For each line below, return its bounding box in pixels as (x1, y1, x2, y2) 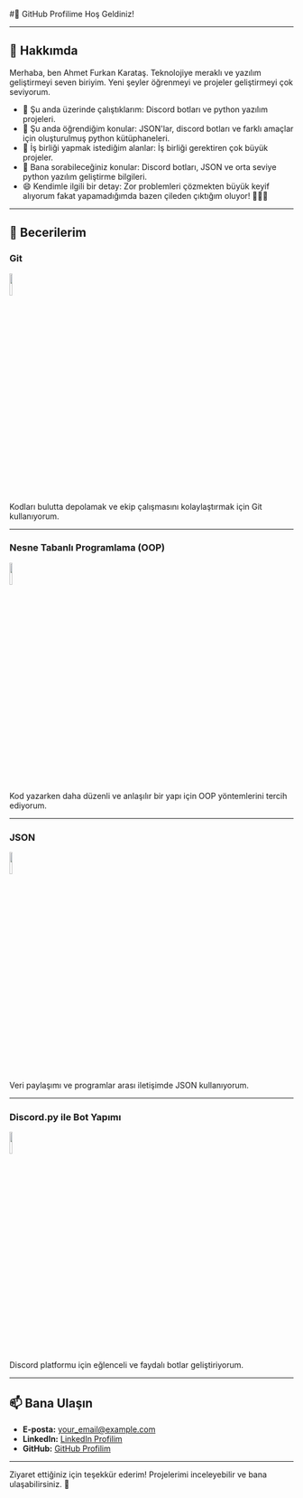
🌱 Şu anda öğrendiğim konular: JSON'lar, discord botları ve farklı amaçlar (22, 123, 294, 134)
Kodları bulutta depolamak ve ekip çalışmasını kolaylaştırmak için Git (9, 501, 263, 512)
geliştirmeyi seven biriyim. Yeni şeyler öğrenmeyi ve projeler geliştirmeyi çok (9, 77, 294, 88)
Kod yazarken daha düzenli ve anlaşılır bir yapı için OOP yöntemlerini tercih (9, 790, 288, 801)
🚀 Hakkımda (9, 43, 78, 59)
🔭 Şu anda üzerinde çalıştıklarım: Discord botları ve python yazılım (22, 104, 269, 115)
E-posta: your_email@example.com (22, 1424, 156, 1435)
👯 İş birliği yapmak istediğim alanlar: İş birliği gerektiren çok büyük (22, 142, 269, 153)
